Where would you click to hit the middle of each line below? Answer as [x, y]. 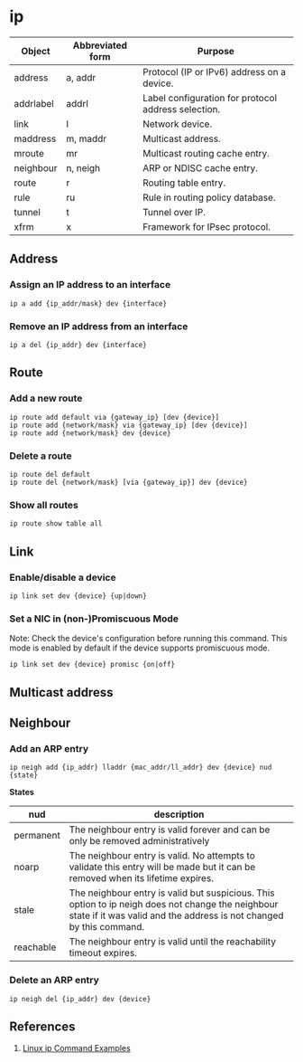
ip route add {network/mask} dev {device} [90, 433]
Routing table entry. [184, 183]
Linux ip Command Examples [76, 1048]
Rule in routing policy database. [210, 197]
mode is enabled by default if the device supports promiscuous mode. [140, 648]
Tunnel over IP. [174, 212]
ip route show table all [56, 524]
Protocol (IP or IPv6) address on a [215, 71]
